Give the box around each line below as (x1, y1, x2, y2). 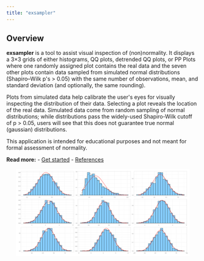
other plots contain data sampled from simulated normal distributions (6, 69, 180, 76)
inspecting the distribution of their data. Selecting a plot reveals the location (6, 100, 197, 107)
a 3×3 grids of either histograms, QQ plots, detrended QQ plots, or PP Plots (6, 55, 196, 63)
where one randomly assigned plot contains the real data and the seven (6, 62, 187, 70)
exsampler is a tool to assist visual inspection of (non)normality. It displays (6, 49, 195, 57)
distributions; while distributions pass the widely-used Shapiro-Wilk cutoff (6, 113, 192, 120)
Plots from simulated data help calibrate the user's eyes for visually (6, 93, 175, 101)
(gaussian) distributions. (6, 126, 67, 134)
